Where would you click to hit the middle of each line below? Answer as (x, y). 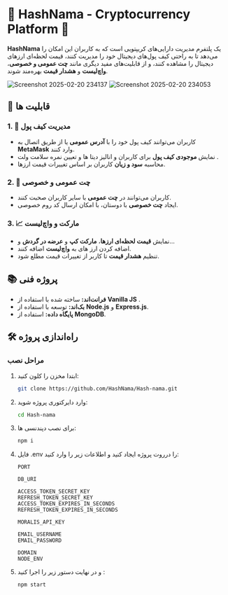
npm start (32, 585)
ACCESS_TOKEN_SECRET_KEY (54, 492)
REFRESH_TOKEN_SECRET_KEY (55, 498)
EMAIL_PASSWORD (40, 541)
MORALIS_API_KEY (41, 522)
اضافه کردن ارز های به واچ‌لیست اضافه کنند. (74, 248)
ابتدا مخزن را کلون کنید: (48, 376)
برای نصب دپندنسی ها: (47, 428)
